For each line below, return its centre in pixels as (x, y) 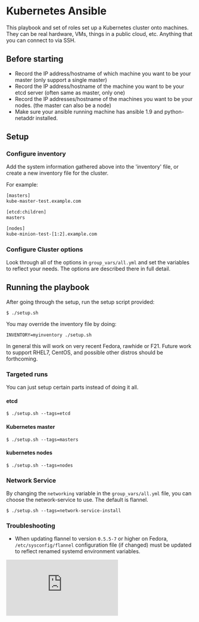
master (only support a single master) (61, 80)
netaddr (24, 118)
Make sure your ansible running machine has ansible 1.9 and (89, 111)
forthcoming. (22, 359)
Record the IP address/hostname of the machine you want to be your (99, 86)
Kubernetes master (31, 426)
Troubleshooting (31, 526)
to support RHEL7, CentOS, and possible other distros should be (85, 352)
